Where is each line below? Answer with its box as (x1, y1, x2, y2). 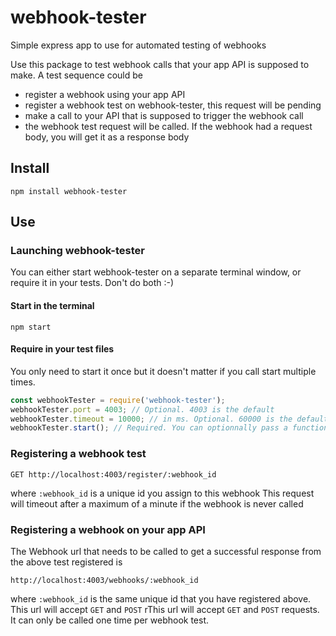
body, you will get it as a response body (24, 131, 190, 143)
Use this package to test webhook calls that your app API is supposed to (10, 58, 310, 70)
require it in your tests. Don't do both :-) (10, 277, 175, 289)
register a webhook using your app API (24, 88, 186, 100)
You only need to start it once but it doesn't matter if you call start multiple (10, 365, 317, 377)
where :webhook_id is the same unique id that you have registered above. (10, 592, 312, 605)
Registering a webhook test (10, 447, 147, 461)
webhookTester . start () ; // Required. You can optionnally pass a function (10, 423, 329, 433)
